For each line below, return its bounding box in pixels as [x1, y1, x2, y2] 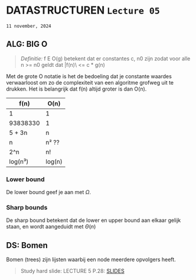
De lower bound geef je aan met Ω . [6, 189, 92, 196]
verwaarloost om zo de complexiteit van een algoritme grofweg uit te [6, 79, 174, 86]
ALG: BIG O [6, 39, 48, 49]
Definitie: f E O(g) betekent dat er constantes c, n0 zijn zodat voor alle [20, 54, 191, 62]
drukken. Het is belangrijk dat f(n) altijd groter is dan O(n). [6, 85, 147, 92]
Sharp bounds [6, 203, 48, 211]
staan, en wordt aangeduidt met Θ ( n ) [6, 223, 96, 230]
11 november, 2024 [6, 23, 51, 29]
